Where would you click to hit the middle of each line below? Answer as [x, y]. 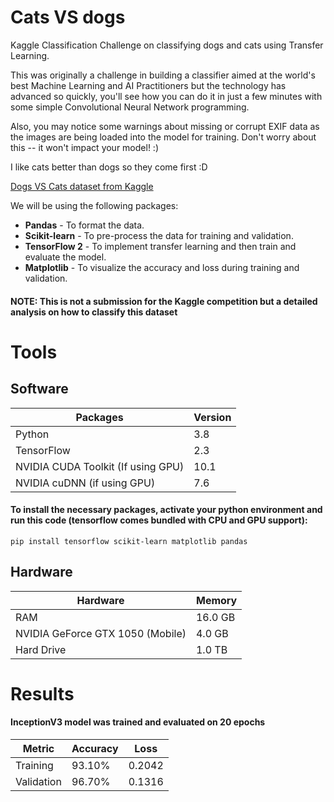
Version [212, 417]
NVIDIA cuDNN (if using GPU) [85, 483]
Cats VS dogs [68, 17]
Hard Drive [41, 649]
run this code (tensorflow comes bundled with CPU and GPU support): [159, 520]
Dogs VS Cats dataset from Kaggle [82, 186]
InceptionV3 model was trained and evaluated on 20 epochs [138, 722]
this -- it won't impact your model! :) [84, 147]
